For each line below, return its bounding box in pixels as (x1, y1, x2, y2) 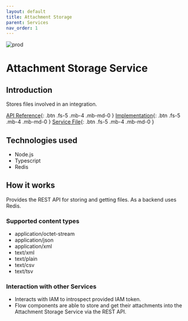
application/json (14, 236, 54, 244)
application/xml (14, 243, 52, 250)
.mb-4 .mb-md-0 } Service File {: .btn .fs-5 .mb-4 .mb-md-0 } (6, 118, 155, 125)
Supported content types (6, 217, 80, 225)
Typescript (14, 157, 41, 165)
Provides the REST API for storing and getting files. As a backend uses (6, 196, 177, 203)
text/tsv (14, 268, 33, 275)
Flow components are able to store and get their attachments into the (14, 302, 182, 309)
